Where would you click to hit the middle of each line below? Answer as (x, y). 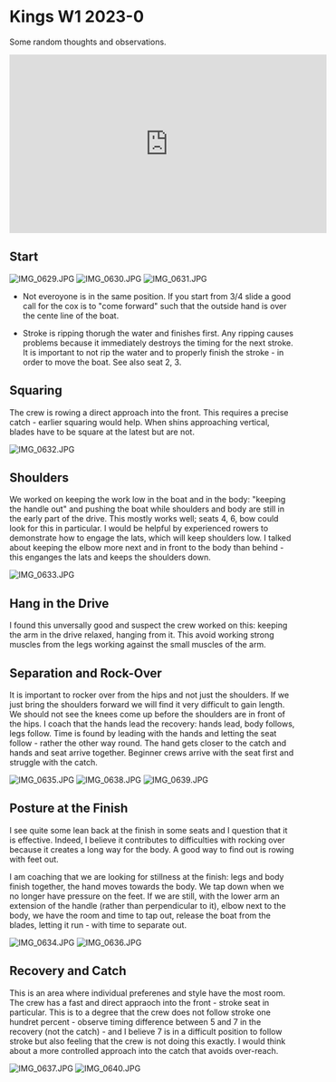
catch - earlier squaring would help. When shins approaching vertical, (139, 422)
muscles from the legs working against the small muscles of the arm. (138, 645)
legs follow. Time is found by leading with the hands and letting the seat (143, 733)
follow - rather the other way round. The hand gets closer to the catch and (148, 743)
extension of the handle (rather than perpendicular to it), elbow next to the (148, 905)
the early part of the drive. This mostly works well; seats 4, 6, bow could (144, 519)
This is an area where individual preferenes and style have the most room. (148, 993)
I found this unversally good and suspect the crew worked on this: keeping (149, 625)
